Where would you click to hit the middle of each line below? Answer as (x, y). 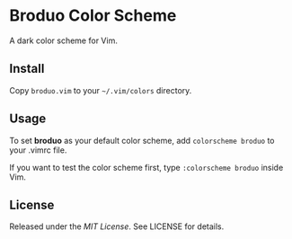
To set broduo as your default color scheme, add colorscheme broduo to (142, 140)
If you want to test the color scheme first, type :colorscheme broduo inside (146, 167)
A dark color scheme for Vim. (64, 40)
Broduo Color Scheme (93, 16)
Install (27, 69)
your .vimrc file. (38, 150)
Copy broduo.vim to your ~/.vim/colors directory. (101, 90)
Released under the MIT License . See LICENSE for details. (117, 226)
